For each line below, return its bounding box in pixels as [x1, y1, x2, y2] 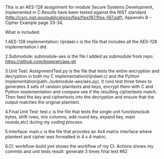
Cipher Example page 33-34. [5, 20, 64, 25]
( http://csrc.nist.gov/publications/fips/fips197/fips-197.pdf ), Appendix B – [5, 15, 152, 20]
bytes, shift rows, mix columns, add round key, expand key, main [5, 114, 136, 119]
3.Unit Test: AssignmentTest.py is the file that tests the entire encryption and [5, 68, 160, 74]
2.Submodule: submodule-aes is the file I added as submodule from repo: [5, 53, 154, 59]
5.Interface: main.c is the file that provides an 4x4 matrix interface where [5, 129, 152, 134]
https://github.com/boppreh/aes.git [5, 59, 76, 64]
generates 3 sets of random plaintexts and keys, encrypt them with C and [5, 84, 153, 90]
